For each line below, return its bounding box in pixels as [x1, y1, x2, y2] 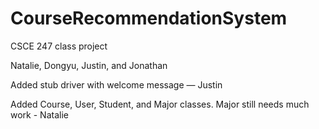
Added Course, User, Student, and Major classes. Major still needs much [10, 98, 310, 110]
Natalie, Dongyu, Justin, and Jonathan [10, 59, 168, 71]
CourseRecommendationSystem [10, 7, 288, 30]
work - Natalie [10, 108, 69, 121]
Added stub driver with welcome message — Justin [10, 78, 223, 91]
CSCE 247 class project [10, 40, 108, 52]
